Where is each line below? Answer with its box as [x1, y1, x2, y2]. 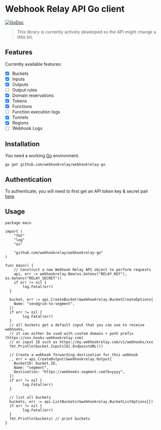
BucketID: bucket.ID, [14, 361, 57, 366]
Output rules [12, 87, 37, 93]
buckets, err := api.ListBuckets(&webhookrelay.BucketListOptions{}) [9, 399, 153, 404]
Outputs [12, 81, 29, 87]
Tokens [12, 98, 27, 104]
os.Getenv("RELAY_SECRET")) [5, 276, 62, 281]
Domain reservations [12, 92, 54, 98]
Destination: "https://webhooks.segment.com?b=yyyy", [14, 369, 125, 374]
